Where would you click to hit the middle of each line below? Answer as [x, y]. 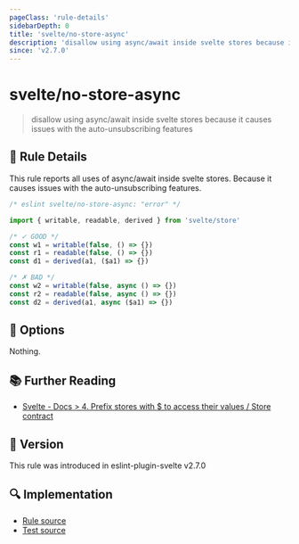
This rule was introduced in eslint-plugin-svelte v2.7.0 [108, 466]
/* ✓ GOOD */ [34, 236]
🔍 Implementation [61, 495]
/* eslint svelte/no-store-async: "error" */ [95, 204]
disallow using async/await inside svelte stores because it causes [151, 120]
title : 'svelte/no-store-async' [69, 34]
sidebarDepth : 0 [39, 26]
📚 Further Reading [63, 380]
